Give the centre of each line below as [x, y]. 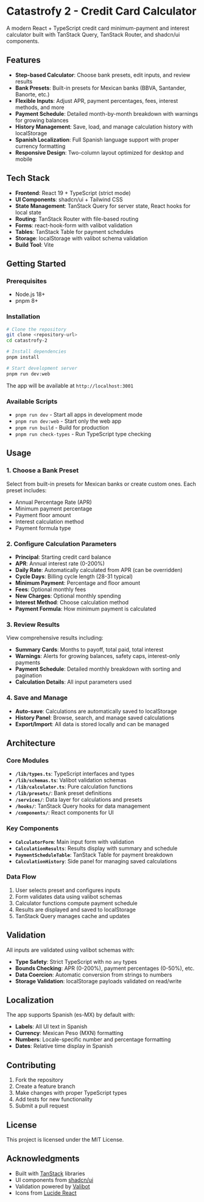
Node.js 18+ [30, 294]
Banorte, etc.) [32, 94]
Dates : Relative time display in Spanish [64, 1046]
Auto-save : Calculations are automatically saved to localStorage [96, 711]
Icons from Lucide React [46, 1193]
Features [23, 60]
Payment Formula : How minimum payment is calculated [86, 609]
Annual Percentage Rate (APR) [54, 502]
